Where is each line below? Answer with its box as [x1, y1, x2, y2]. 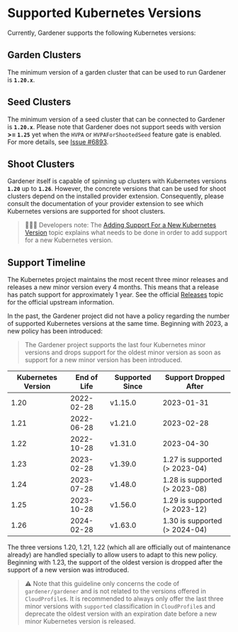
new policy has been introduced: [7, 327, 103, 335]
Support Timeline [7, 256, 86, 268]
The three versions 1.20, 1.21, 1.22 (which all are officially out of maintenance [7, 543, 231, 552]
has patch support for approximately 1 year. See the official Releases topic [7, 290, 224, 299]
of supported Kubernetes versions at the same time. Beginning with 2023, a [7, 320, 228, 328]
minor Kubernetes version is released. [24, 617, 136, 626]
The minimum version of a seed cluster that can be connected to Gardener [7, 115, 225, 124]
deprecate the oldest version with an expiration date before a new [24, 609, 217, 619]
